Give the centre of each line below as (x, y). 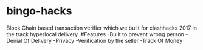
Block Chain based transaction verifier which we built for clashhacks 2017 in (102, 28)
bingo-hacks (39, 11)
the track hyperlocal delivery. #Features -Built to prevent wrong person (95, 34)
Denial (14, 40)
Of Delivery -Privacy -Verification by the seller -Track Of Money (103, 40)
